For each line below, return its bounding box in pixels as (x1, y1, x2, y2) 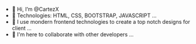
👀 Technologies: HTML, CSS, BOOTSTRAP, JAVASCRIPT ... (11, 12, 157, 19)
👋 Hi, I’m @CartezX (11, 6, 59, 12)
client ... (11, 24, 32, 32)
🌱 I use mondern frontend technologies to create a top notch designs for (11, 18, 190, 25)
